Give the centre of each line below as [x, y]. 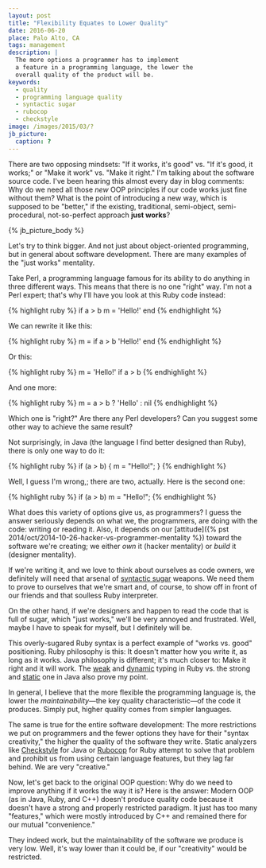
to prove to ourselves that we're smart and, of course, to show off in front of [133, 586]
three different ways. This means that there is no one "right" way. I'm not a [130, 286]
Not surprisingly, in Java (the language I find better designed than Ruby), [127, 442]
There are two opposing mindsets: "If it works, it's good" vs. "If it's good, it [131, 164]
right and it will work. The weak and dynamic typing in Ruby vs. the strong [129, 668]
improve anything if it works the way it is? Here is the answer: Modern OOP [131, 790]
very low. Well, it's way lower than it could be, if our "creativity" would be [128, 848]
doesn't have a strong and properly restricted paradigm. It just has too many [133, 808]
